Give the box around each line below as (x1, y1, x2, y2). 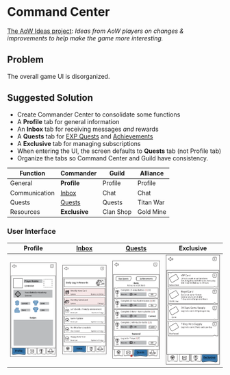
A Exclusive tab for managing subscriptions (16, 139, 142, 147)
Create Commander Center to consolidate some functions (16, 110, 181, 119)
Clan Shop (102, 208, 132, 216)
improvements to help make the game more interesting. (7, 34, 164, 42)
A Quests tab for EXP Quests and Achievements (16, 132, 153, 141)
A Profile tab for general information (16, 117, 120, 125)
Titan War (137, 198, 165, 206)
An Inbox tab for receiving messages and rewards (16, 125, 159, 133)
